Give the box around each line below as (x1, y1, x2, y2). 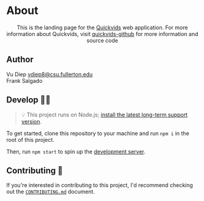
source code (86, 37, 119, 44)
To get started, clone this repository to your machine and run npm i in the (6, 129, 190, 137)
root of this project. (6, 136, 55, 143)
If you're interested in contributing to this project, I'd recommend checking (6, 182, 193, 189)
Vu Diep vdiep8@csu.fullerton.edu (6, 71, 93, 78)
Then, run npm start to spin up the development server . (6, 147, 146, 155)
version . (21, 118, 42, 125)
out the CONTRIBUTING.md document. (6, 188, 96, 196)
